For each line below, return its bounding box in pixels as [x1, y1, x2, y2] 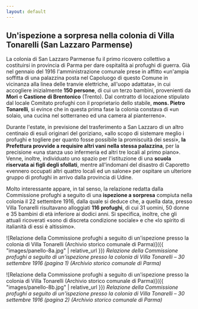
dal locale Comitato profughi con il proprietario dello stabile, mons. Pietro [6, 99, 185, 107]
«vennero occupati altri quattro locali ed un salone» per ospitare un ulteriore [6, 168, 192, 175]
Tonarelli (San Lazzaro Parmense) [6, 40, 133, 50]
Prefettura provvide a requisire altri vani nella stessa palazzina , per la [6, 143, 180, 150]
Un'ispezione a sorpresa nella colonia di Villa [6, 31, 174, 41]
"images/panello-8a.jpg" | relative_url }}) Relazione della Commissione [6, 247, 178, 255]
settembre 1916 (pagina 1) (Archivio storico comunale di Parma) [6, 260, 161, 267]
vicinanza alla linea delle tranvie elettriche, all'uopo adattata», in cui [6, 81, 171, 88]
